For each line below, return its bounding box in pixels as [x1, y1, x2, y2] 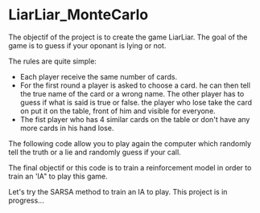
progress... [8, 195, 44, 205]
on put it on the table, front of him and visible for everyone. [19, 106, 216, 116]
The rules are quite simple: [8, 56, 97, 66]
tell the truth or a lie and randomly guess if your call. [8, 147, 181, 157]
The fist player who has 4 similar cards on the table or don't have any [19, 114, 250, 124]
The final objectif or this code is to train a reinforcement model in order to [8, 162, 252, 172]
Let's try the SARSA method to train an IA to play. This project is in [8, 186, 228, 196]
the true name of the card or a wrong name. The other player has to [19, 88, 245, 98]
